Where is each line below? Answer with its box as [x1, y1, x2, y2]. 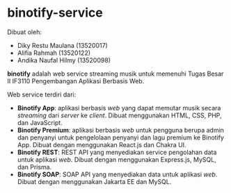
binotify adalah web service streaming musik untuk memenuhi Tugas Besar [7, 69, 224, 78]
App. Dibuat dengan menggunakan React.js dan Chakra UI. [17, 140, 186, 149]
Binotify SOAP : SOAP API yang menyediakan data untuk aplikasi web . [17, 170, 218, 178]
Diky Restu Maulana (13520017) [17, 41, 108, 49]
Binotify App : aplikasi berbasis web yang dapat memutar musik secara [17, 103, 221, 112]
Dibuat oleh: [7, 28, 42, 36]
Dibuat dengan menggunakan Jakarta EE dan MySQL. [17, 177, 172, 185]
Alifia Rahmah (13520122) [17, 49, 91, 57]
